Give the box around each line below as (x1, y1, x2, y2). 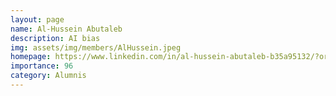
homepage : (10, 52, 52, 62)
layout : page (10, 14, 65, 25)
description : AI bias (10, 33, 101, 43)
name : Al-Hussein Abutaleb (10, 24, 123, 34)
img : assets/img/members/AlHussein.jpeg (10, 42, 182, 53)
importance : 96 (10, 61, 74, 71)
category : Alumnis (10, 71, 87, 81)
